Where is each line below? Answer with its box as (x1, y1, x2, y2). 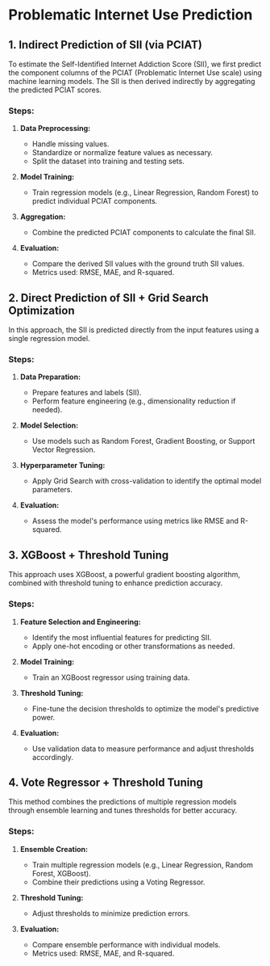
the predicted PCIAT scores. (8, 85, 102, 95)
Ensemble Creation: (19, 844, 89, 854)
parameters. (31, 485, 73, 495)
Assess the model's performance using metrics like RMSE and (31, 516, 239, 526)
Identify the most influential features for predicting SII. (31, 632, 212, 642)
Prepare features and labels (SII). (31, 388, 142, 398)
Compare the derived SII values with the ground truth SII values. (31, 259, 245, 268)
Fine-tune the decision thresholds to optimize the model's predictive (31, 703, 260, 713)
